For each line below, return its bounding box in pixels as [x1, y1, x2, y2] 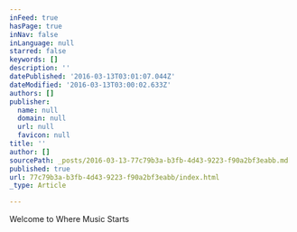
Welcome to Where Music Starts [9, 214, 129, 225]
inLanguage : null [9, 38, 75, 48]
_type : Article [9, 181, 67, 190]
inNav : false [9, 30, 59, 39]
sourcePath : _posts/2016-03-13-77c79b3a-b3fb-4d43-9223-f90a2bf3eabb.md [9, 155, 289, 165]
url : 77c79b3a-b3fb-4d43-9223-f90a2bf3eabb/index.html [9, 172, 220, 181]
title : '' [9, 139, 47, 148]
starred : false [9, 47, 67, 56]
